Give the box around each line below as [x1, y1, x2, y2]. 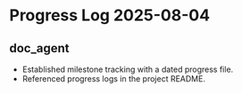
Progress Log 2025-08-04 [9, 5, 211, 26]
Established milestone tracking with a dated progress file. [21, 64, 234, 74]
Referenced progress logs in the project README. [21, 74, 205, 84]
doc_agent [9, 41, 70, 56]
